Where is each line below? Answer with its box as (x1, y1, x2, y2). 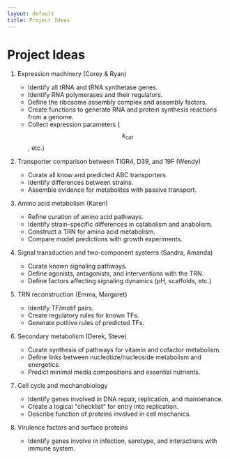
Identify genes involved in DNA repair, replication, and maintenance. (27, 395, 224, 403)
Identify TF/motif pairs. (27, 304, 94, 313)
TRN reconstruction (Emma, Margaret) (17, 290, 128, 299)
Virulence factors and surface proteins (17, 423, 128, 432)
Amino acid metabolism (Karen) (17, 200, 108, 208)
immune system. (27, 444, 75, 453)
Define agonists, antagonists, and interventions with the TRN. (27, 269, 204, 278)
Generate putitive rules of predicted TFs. (27, 319, 145, 327)
